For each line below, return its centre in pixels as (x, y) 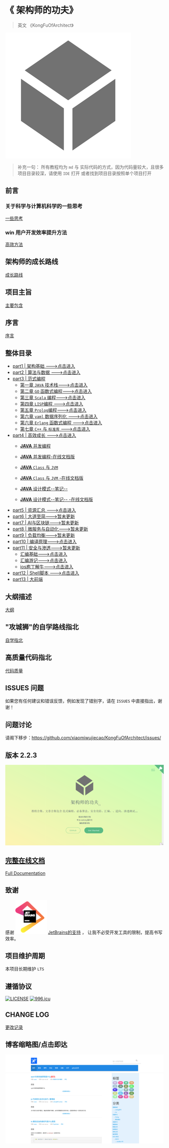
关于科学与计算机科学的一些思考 (44, 206)
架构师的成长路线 (32, 262)
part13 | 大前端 (28, 580)
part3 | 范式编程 (29, 379)
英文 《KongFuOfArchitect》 (46, 25)
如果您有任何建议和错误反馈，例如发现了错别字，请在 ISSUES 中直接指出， (81, 701)
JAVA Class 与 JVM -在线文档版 (52, 478)
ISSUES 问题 (25, 688)
